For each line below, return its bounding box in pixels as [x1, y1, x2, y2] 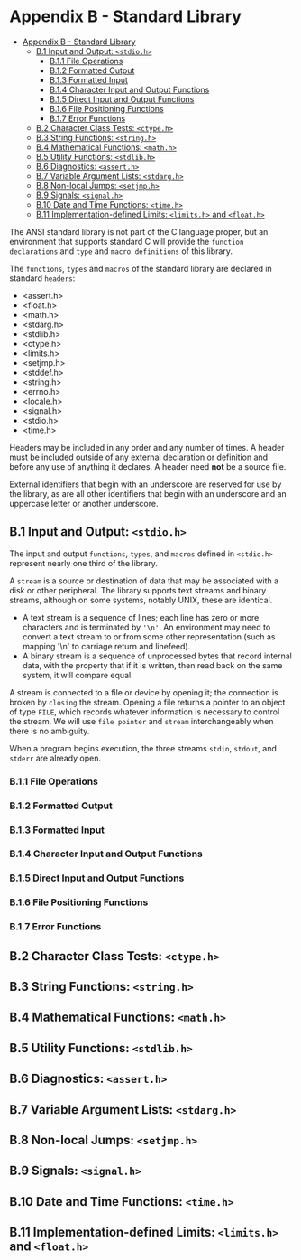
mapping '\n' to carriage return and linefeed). [22, 640, 191, 651]
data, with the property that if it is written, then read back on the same [22, 659, 283, 670]
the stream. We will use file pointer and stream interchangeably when [9, 715, 274, 726]
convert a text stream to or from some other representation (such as [22, 630, 276, 642]
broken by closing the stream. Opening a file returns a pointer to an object [9, 696, 286, 707]
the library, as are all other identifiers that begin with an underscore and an [9, 488, 287, 499]
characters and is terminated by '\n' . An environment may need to [22, 621, 271, 632]
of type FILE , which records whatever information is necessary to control [9, 706, 280, 717]
